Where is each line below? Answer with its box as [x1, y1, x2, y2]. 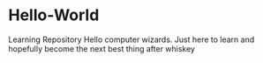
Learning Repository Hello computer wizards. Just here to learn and [8, 34, 255, 45]
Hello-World [8, 5, 100, 25]
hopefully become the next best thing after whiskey [8, 43, 196, 53]
